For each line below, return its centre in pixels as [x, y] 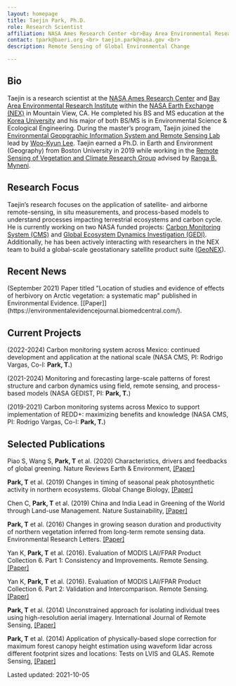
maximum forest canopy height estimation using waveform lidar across [110, 646]
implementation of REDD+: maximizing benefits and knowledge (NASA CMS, [118, 414]
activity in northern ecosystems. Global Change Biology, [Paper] [100, 490]
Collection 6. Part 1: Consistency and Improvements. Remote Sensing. [108, 561]
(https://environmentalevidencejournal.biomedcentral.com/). [95, 311]
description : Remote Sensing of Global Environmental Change [99, 46]
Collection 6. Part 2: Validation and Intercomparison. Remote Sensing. [108, 589]
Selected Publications [56, 444]
